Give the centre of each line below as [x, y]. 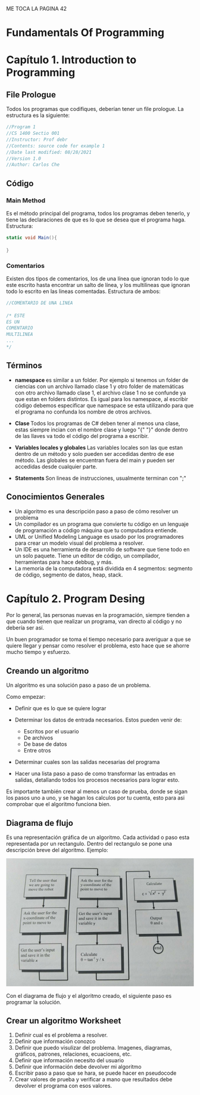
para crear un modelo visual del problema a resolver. [79, 543]
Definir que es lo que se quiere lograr [60, 708]
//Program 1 [21, 127]
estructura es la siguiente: [38, 115]
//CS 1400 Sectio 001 [33, 134]
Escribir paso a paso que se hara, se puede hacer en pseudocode [96, 1073]
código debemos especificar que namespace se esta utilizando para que [104, 405]
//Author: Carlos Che [33, 165]
